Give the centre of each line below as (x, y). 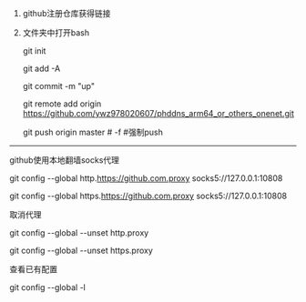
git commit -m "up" (59, 86)
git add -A (41, 68)
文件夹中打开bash (56, 33)
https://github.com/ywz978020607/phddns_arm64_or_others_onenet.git (158, 113)
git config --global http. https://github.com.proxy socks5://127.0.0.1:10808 (146, 178)
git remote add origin (62, 104)
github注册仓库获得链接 (66, 13)
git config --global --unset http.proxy (79, 233)
